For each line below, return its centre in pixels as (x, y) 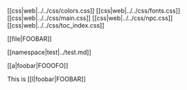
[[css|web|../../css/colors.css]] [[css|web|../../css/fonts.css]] (94, 11)
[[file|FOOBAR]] (29, 39)
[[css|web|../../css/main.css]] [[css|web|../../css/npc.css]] (90, 18)
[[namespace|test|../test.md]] (49, 52)
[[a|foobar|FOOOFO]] (38, 65)
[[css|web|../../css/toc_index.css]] (56, 25)
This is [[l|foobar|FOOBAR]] (47, 79)
